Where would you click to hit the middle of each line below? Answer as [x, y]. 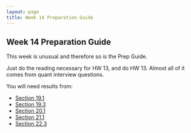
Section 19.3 [30, 105]
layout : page [23, 12]
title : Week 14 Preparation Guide [50, 18]
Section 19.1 [30, 98]
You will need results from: [39, 86]
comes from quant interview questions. [55, 75]
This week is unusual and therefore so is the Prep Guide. [77, 57]
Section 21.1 [30, 117]
